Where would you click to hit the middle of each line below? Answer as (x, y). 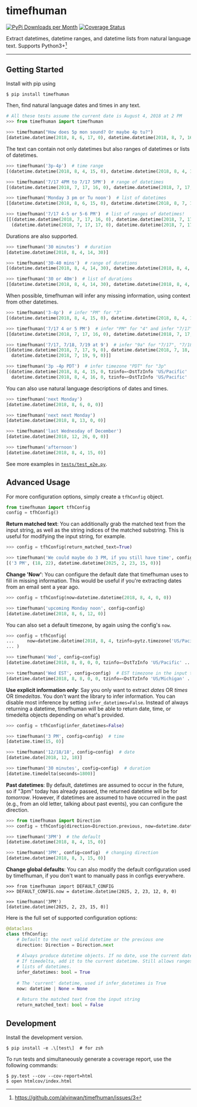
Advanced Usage (38, 482)
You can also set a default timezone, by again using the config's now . (89, 625)
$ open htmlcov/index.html (39, 1081)
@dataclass (19, 929)
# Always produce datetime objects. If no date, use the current (98, 956)
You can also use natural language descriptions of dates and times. (87, 388)
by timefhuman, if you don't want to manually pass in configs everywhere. (96, 876)
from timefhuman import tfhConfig (48, 507)
